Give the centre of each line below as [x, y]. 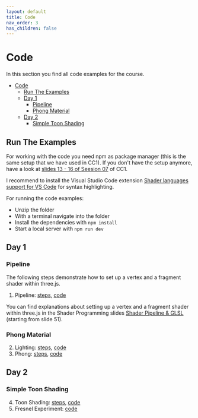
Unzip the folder [34, 210]
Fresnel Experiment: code [46, 408]
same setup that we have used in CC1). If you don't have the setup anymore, [99, 163]
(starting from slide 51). [35, 319]
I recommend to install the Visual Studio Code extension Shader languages [97, 180]
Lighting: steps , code [40, 347]
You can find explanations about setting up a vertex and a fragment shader [98, 306]
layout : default [26, 12]
